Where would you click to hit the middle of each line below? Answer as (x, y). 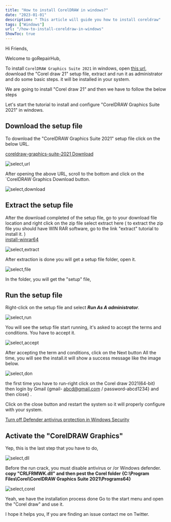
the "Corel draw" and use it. (34, 504)
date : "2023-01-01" (26, 15)
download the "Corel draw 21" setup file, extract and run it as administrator (84, 74)
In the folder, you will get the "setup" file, (48, 279)
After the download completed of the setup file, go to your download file (81, 217)
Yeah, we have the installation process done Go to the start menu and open (84, 499)
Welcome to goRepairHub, (33, 58)
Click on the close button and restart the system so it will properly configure (85, 404)
